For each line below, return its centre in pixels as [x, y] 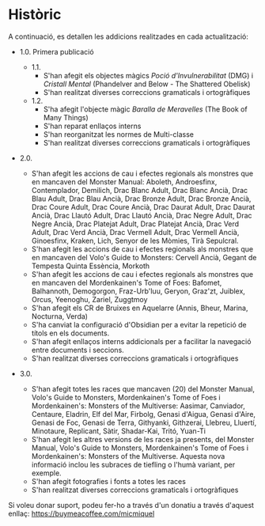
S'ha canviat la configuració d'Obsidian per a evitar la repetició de [139, 324]
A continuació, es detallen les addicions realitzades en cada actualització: [129, 36]
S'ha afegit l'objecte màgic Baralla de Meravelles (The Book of [145, 109]
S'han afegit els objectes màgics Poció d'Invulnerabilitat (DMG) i [148, 75]
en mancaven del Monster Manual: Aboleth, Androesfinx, [124, 182]
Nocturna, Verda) [60, 316]
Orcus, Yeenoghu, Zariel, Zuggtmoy [89, 299]
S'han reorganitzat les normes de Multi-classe [118, 134]
